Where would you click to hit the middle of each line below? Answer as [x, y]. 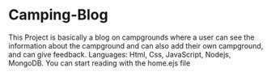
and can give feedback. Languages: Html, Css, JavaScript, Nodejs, [120, 54]
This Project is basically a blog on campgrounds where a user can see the [131, 37]
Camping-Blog [58, 15]
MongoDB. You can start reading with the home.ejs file [100, 63]
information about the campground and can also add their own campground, [136, 45]
